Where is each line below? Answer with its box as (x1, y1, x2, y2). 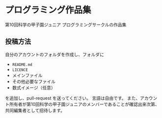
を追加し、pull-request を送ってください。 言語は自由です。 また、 (5, 95, 140, 101)
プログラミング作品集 (5, 4, 92, 16)
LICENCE (12, 67, 28, 72)
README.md (12, 62, 33, 67)
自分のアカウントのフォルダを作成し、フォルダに (5, 51, 104, 57)
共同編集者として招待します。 (5, 107, 65, 113)
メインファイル (12, 72, 43, 78)
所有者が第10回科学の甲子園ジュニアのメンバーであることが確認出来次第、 (9, 101, 160, 107)
